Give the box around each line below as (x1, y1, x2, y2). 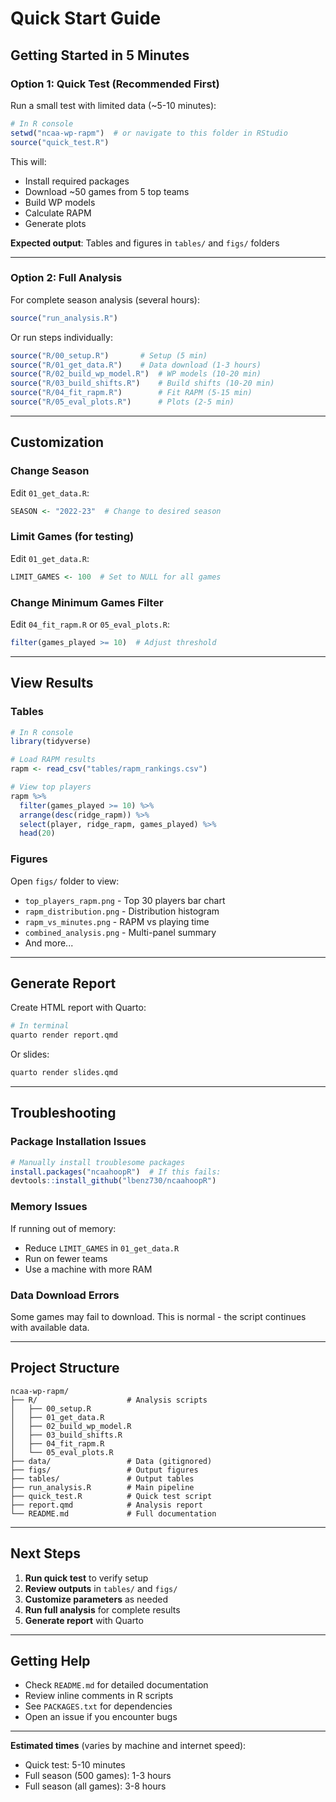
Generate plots (24, 217, 87, 229)
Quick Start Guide (10, 7, 162, 30)
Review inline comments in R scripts (24, 1690, 174, 1702)
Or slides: (10, 1048, 50, 1061)
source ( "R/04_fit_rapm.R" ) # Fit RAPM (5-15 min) (10, 388, 253, 398)
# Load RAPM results (10, 755, 97, 765)
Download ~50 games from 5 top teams (24, 185, 190, 197)
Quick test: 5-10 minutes (24, 1759, 126, 1771)
